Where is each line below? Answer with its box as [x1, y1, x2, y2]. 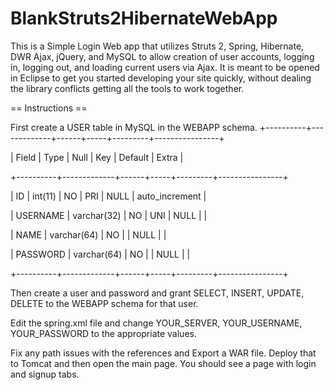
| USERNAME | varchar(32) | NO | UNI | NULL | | [10, 209, 208, 221]
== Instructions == [10, 102, 88, 114]
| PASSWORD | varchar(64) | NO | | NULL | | [10, 248, 191, 260]
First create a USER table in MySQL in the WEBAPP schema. [10, 121, 258, 133]
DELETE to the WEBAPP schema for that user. [10, 297, 199, 309]
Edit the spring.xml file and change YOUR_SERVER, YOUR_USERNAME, [10, 317, 303, 329]
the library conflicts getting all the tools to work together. [10, 82, 245, 94]
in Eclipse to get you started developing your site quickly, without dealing [10, 72, 312, 84]
